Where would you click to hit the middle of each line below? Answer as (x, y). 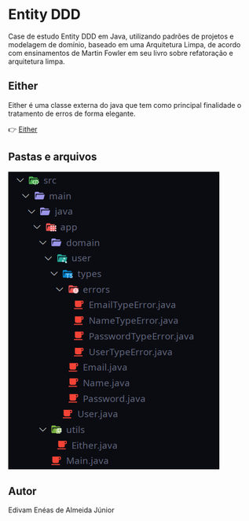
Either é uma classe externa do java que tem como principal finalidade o (125, 105)
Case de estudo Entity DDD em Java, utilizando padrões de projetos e (121, 36)
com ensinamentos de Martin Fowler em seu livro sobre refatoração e (121, 53)
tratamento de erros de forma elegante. (72, 113)
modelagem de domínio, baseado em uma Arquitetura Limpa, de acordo (124, 44)
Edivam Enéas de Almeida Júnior (61, 510)
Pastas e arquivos (53, 157)
